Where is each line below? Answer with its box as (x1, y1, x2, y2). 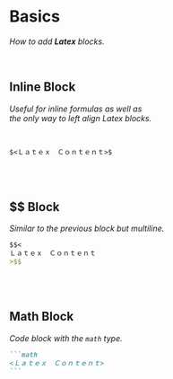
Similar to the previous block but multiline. (9, 223, 165, 234)
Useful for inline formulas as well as (9, 103, 143, 114)
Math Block (9, 309, 74, 324)
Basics (9, 6, 61, 27)
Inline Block (9, 79, 76, 95)
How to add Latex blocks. (9, 36, 105, 47)
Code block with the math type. (9, 332, 123, 343)
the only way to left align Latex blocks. (9, 112, 152, 123)
